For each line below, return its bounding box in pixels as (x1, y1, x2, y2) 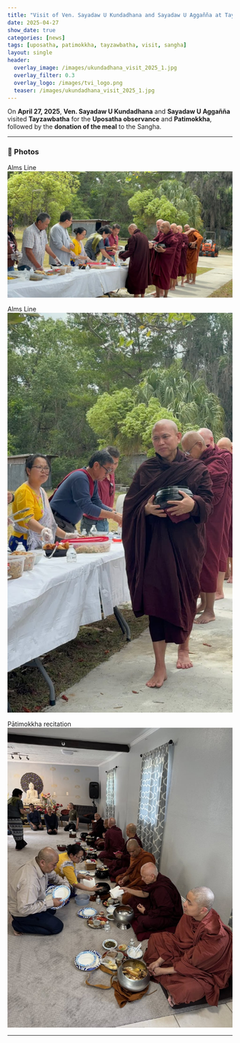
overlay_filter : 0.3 (14, 71, 75, 79)
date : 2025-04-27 (7, 19, 59, 26)
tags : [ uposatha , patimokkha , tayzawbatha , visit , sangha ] (7, 41, 187, 49)
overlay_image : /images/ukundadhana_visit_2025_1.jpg (14, 64, 177, 71)
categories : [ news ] (7, 34, 66, 41)
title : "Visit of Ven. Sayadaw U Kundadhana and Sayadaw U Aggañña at (7, 11, 222, 19)
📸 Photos (7, 147, 39, 157)
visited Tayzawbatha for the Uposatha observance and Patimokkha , (7, 115, 212, 124)
